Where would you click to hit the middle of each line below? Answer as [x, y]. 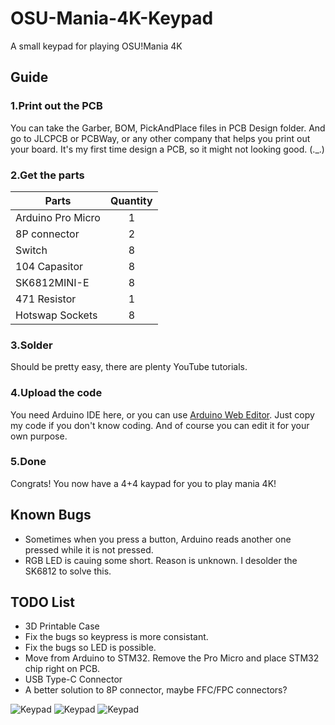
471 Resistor [46, 299]
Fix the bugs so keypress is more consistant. [116, 637]
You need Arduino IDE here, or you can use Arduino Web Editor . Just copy [162, 414]
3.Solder [31, 345]
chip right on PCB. [62, 669]
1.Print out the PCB [56, 106]
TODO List [42, 602]
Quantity [131, 200]
